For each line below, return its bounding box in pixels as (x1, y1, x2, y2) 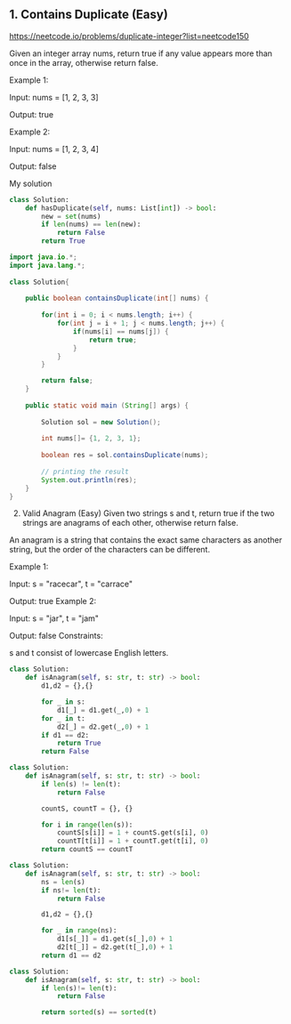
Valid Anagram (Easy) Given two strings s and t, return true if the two (21, 508, 275, 519)
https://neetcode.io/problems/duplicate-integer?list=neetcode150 (9, 30, 249, 41)
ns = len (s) (41, 877, 86, 886)
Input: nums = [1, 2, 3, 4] (9, 143, 100, 154)
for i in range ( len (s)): (41, 820, 133, 829)
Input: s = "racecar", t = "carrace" (9, 578, 133, 590)
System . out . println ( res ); (41, 475, 138, 484)
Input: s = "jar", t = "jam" (9, 613, 100, 624)
